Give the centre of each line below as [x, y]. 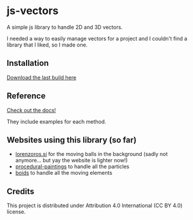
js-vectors [33, 11]
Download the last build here [42, 77]
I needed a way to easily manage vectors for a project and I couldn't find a [97, 38]
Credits [21, 191]
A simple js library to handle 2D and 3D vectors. [65, 27]
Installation [28, 63]
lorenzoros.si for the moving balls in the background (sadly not [91, 154]
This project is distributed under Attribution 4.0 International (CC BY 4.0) [95, 206]
